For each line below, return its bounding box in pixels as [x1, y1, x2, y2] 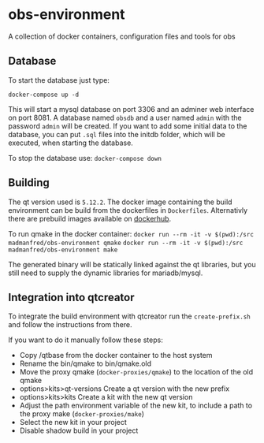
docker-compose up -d [8, 91, 80, 99]
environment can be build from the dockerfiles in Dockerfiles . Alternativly [8, 205, 248, 214]
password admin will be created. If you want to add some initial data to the [8, 121, 247, 131]
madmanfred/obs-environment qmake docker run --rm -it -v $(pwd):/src [8, 239, 244, 247]
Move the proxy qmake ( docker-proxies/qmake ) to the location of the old [19, 367, 254, 377]
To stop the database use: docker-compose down [8, 153, 162, 162]
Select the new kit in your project [19, 418, 128, 427]
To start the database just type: [8, 75, 110, 84]
